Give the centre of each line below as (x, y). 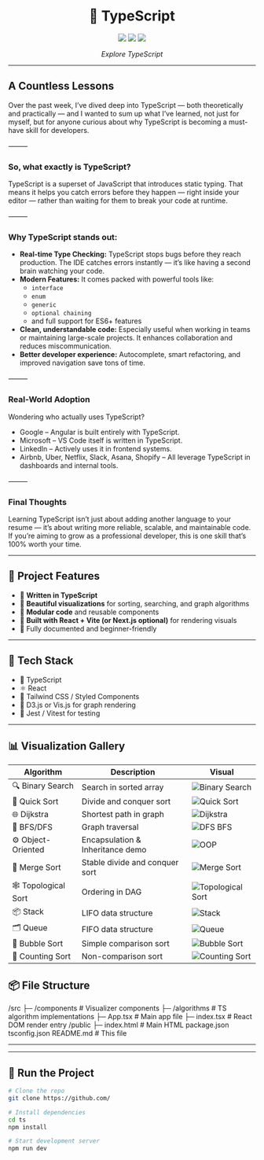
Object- (36, 840)
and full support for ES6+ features (86, 321)
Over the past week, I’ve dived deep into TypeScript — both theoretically (126, 105)
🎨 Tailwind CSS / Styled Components (79, 696)
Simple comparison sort (126, 944)
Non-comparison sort (122, 956)
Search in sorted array (123, 787)
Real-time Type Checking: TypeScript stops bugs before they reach (130, 254)
